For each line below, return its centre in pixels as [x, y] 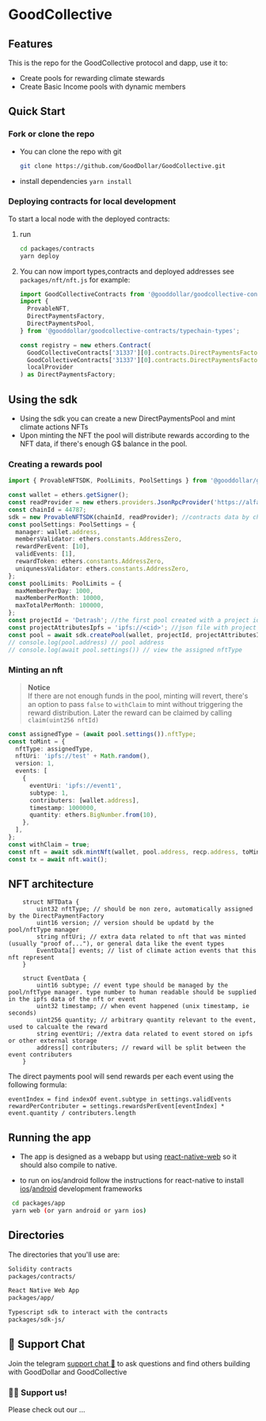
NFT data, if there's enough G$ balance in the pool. [103, 444]
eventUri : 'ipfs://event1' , [76, 785]
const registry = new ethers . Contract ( [85, 345]
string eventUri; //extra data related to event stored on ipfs [145, 1034]
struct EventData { [55, 979]
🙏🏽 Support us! [38, 1392]
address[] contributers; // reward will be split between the [141, 1048]
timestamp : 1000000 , [63, 808]
